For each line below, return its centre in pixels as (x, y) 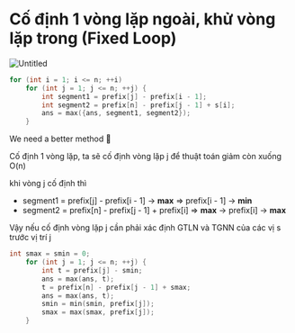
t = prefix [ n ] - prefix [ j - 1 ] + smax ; (116, 287)
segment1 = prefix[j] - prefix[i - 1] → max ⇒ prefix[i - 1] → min (137, 201)
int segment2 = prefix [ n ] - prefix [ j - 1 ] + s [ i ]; (139, 105)
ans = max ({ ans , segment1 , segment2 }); (116, 113)
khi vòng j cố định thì (48, 184)
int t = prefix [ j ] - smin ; (92, 270)
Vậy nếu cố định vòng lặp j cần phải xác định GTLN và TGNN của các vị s (145, 228)
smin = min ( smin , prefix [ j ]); (98, 304)
